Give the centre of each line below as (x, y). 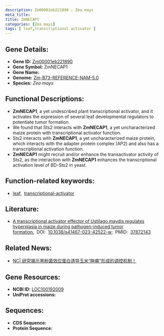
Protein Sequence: (33, 328)
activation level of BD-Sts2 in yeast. (50, 165)
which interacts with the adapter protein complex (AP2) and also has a (86, 143)
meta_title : (18, 15)
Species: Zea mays (33, 83)
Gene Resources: (33, 277)
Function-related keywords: (50, 181)
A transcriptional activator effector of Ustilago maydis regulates (78, 221)
